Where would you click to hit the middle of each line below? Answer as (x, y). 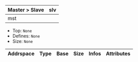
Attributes (118, 53)
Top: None (22, 30)
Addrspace (21, 53)
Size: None (23, 41)
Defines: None (26, 36)
